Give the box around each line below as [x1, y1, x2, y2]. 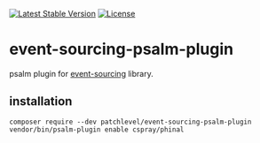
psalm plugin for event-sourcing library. [9, 68, 154, 79]
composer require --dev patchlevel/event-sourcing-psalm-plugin [9, 117, 252, 126]
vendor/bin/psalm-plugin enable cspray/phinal [9, 124, 185, 134]
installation [9, 94, 73, 109]
